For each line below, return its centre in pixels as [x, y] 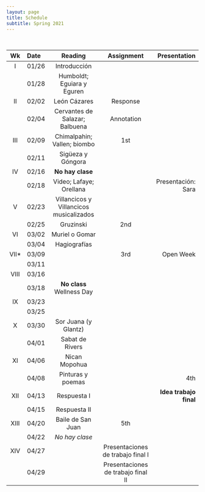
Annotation [125, 119]
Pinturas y [74, 375]
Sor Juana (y [74, 322]
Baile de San [74, 420]
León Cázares [74, 102]
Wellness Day [74, 292]
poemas [74, 382]
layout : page [23, 12]
